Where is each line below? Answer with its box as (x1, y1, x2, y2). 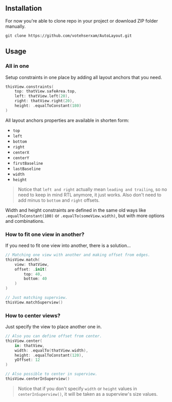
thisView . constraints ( (5, 84, 54, 89)
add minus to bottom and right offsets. (17, 197, 100, 203)
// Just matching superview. (5, 295, 68, 300)
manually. (5, 23, 26, 29)
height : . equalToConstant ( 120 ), (14, 353, 84, 358)
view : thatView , (14, 262, 50, 267)
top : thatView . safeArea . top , (14, 89, 77, 94)
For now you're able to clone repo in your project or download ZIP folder (5, 17, 158, 24)
